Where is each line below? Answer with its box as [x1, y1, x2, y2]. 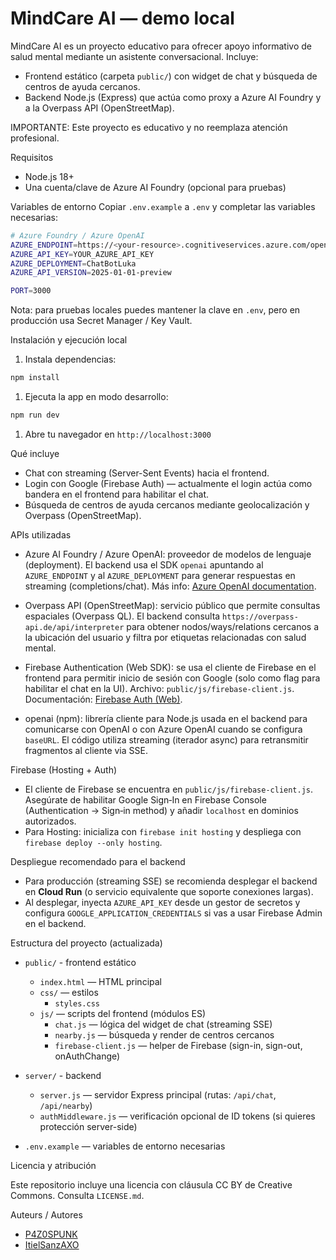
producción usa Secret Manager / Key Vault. [10, 315, 193, 327]
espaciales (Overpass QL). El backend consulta [24, 610, 221, 622]
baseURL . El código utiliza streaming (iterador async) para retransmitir [24, 733, 309, 746]
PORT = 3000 [10, 286, 52, 296]
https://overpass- [222, 612, 299, 622]
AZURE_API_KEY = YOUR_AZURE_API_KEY [10, 249, 155, 259]
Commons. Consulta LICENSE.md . [10, 1189, 145, 1201]
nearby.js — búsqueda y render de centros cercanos [54, 1028, 275, 1041]
